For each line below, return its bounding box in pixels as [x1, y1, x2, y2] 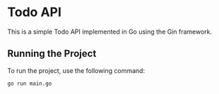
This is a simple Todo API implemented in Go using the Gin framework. [7, 27, 213, 36]
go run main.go [7, 80, 52, 87]
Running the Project [7, 48, 97, 60]
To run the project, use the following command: [7, 66, 146, 74]
